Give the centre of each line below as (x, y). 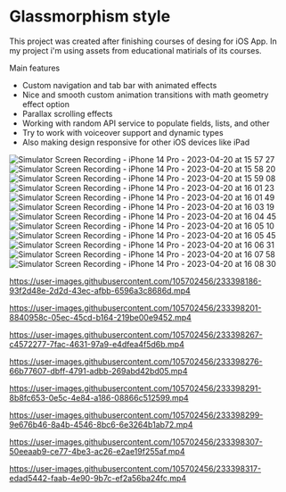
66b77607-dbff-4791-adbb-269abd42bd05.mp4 (98, 371)
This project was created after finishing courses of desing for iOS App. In (143, 41)
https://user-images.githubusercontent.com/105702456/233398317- (135, 468)
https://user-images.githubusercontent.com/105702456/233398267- (136, 334)
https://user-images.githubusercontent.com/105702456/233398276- (136, 361)
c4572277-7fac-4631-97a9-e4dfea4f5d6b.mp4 (97, 344)
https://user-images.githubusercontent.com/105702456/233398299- (136, 415)
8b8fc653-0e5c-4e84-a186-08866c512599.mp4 (99, 397)
